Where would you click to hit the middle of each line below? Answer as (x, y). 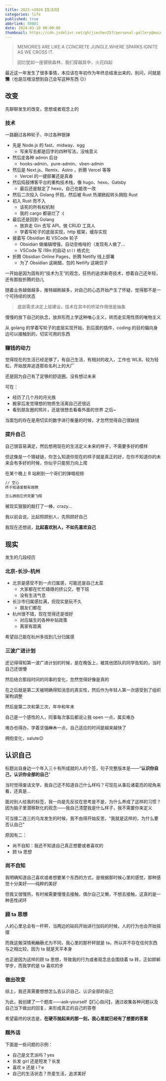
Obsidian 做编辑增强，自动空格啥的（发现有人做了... (72, 244)
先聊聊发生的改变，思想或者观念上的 (42, 109)
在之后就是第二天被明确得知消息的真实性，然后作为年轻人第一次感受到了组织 (83, 690)
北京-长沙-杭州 (23, 571)
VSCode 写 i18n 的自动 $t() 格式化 (55, 250)
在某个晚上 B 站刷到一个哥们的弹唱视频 (45, 473)
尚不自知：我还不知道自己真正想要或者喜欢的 (58, 845)
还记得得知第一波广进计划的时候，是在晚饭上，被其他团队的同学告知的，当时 (83, 663)
